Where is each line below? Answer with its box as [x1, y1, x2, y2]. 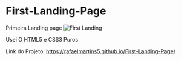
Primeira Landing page [5, 24, 62, 31]
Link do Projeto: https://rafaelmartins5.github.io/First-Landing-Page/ [5, 47, 176, 55]
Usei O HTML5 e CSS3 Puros [5, 36, 79, 43]
